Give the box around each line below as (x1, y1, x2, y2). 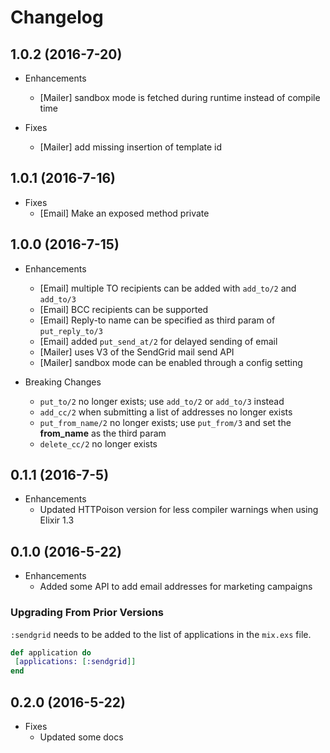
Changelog (10, 6, 104, 29)
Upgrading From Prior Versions (10, 606, 165, 620)
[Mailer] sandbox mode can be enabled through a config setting (39, 356, 303, 368)
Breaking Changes (24, 376, 102, 388)
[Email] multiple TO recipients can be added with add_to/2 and (39, 282, 297, 294)
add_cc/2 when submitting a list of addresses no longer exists (39, 406, 293, 418)
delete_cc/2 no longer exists (39, 437, 158, 450)
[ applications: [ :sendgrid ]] (14, 657, 137, 667)
